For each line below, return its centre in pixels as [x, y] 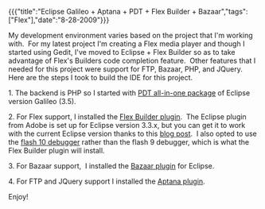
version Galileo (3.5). [43, 101]
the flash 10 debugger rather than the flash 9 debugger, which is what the [129, 142]
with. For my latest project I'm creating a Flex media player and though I [127, 44]
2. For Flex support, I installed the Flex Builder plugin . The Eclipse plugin [127, 117]
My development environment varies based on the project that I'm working [131, 35]
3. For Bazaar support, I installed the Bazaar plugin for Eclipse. [111, 166]
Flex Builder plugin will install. [57, 151]
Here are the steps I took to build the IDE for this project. [101, 77]
